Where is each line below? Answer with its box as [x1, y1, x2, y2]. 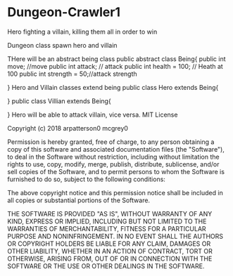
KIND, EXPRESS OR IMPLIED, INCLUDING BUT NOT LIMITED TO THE [7, 217, 207, 225]
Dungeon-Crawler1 [7, 4, 121, 20]
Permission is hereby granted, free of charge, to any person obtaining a [7, 138, 215, 146]
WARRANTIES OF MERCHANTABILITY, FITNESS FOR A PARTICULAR [7, 224, 206, 232]
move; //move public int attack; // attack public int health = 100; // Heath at [7, 62, 223, 70]
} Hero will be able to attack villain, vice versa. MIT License [7, 110, 178, 119]
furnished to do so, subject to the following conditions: [7, 175, 165, 183]
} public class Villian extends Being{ [7, 96, 111, 105]
